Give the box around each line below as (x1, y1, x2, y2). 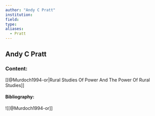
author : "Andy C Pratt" (5, 7, 56, 13)
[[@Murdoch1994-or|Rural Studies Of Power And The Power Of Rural (5, 77, 150, 83)
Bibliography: (5, 94, 35, 100)
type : (5, 21, 17, 27)
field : (5, 17, 19, 22)
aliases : (5, 26, 24, 32)
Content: (5, 65, 28, 72)
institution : (5, 12, 33, 17)
